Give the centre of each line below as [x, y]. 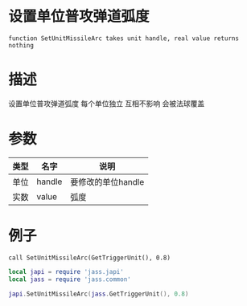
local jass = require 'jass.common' [70, 279]
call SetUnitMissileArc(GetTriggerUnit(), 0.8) [90, 258]
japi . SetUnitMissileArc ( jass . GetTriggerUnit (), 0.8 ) [99, 294]
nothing [21, 45]
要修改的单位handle [107, 182]
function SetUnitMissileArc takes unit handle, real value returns [124, 38]
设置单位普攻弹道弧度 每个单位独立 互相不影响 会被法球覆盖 [107, 103]
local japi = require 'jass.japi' [66, 271]
